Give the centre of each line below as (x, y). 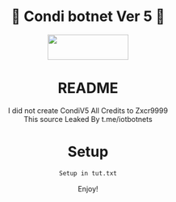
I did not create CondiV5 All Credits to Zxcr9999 (88, 110)
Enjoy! (88, 188)
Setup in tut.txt (88, 173)
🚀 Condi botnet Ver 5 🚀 (88, 17)
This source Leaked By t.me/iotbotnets (88, 119)
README (88, 88)
